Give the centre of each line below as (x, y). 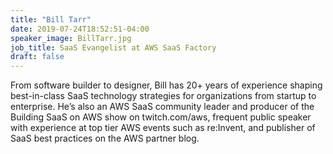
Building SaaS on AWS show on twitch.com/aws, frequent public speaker (161, 117)
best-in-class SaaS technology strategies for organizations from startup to (163, 96)
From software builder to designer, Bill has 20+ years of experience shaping (166, 85)
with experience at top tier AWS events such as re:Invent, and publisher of (163, 128)
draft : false (37, 57)
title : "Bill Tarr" (51, 19)
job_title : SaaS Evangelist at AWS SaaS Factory (113, 47)
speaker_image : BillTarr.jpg (71, 38)
